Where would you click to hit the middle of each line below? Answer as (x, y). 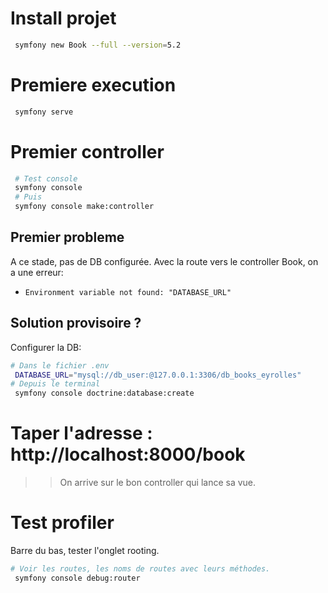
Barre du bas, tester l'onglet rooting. (85, 551)
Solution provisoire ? (76, 323)
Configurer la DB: (46, 347)
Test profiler (62, 523)
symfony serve (44, 112)
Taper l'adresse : (81, 433)
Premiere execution (93, 85)
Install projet (63, 18)
